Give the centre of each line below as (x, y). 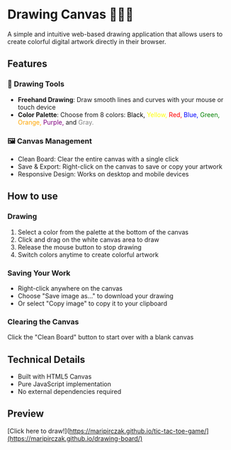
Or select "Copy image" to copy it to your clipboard (92, 303)
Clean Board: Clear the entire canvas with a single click (98, 159)
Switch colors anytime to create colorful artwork (88, 254)
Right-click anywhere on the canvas (70, 288)
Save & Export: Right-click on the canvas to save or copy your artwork (120, 167)
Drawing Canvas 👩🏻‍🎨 (71, 15)
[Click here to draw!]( (38, 431)
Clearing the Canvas (43, 322)
